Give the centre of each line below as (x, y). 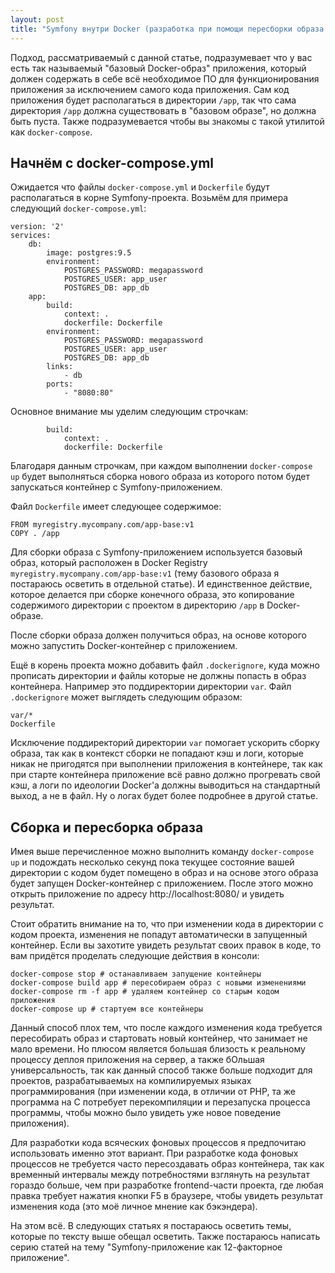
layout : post (37, 19)
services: (31, 236)
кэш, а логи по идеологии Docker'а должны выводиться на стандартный (165, 785)
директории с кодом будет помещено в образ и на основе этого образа (164, 873)
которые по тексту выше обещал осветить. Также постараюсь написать (165, 1237)
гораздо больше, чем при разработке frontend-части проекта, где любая (167, 1185)
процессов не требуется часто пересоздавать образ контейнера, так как (167, 1164)
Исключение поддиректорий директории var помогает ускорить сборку (165, 743)
